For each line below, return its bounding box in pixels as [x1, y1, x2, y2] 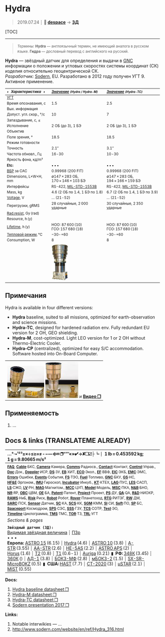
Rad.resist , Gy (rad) [6, 211, 39, 216]
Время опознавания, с [6, 101, 46, 106]
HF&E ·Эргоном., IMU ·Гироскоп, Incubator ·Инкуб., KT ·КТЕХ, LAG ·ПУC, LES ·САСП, [7, 480, 148, 485]
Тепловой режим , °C [6, 232, 43, 237]
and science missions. [12, 319, 57, 325]
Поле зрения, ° [6, 135, 33, 140]
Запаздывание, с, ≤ [6, 117, 41, 123]
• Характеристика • [6, 89, 45, 94]
